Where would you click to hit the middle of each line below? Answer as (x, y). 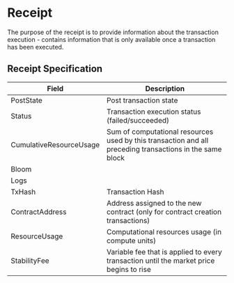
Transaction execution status (154, 112)
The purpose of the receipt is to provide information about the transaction (113, 32)
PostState (27, 100)
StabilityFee (30, 261)
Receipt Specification (55, 69)
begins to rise (129, 269)
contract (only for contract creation (164, 212)
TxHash (23, 192)
